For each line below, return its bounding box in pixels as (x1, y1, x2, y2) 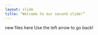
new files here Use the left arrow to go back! (5, 24, 94, 30)
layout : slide (5, 7, 34, 12)
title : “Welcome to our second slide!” (5, 12, 85, 16)
